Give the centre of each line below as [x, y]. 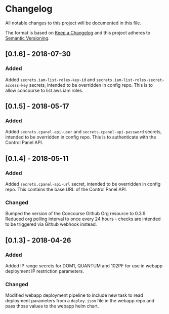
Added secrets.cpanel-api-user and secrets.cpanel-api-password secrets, [83, 132]
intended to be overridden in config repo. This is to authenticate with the [81, 137]
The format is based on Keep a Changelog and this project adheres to [78, 32]
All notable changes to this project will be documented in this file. [73, 23]
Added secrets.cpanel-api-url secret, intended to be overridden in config [83, 184]
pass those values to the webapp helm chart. [52, 306]
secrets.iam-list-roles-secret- [130, 80]
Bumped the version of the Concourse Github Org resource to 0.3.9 [75, 214]
